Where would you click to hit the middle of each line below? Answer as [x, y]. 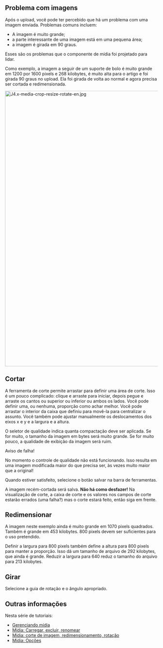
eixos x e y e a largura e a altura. [38, 421]
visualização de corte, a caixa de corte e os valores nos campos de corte [78, 494]
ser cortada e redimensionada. [36, 84]
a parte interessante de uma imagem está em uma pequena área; [77, 39]
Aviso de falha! [20, 450]
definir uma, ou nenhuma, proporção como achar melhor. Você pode [73, 406]
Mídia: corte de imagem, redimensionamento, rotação [66, 635]
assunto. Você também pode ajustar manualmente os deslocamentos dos [78, 416]
